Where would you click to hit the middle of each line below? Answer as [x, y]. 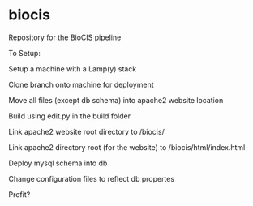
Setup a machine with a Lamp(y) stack [73, 69]
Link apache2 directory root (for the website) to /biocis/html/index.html [127, 147]
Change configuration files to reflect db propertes [92, 178]
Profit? [19, 194]
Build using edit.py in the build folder [70, 116]
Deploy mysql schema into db [58, 163]
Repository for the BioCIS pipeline [65, 37]
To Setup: [24, 53]
